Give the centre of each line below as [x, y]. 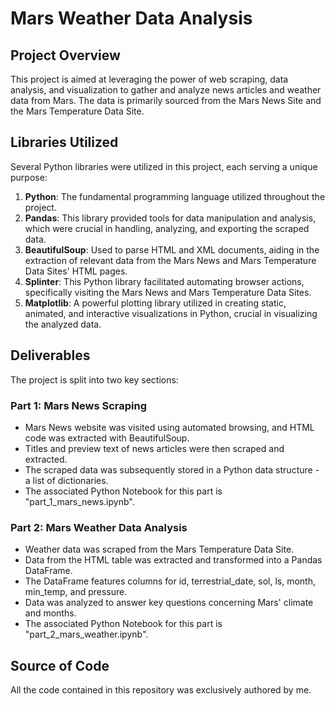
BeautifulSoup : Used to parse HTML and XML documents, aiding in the [172, 249]
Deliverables [50, 355]
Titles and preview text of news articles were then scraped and [154, 448]
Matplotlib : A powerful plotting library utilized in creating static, [155, 303]
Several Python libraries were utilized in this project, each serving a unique [164, 166]
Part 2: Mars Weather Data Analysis [99, 527]
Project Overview [65, 55]
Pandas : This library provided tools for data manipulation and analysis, [170, 218]
